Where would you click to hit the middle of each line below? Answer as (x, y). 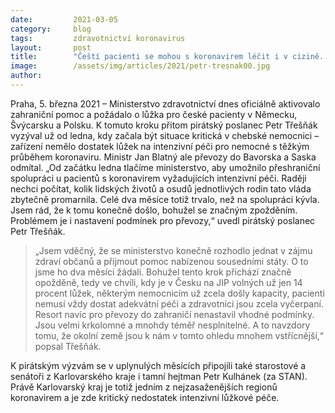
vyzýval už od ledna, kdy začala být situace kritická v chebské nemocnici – (165, 135)
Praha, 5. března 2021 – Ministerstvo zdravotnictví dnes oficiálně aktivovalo (165, 103)
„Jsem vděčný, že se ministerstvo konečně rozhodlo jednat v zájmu (173, 250)
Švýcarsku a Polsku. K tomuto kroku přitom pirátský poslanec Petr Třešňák (164, 125)
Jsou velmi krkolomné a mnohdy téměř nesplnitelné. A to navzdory (172, 325)
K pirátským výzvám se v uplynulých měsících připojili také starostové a (158, 365)
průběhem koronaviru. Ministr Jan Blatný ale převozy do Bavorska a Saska (163, 157)
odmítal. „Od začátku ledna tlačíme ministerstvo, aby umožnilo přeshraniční (165, 167)
